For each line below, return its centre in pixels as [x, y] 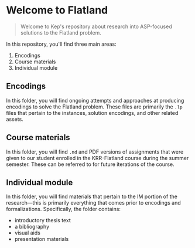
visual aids [28, 233]
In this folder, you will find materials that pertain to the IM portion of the [92, 196]
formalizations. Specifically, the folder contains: [64, 209]
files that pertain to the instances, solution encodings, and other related [92, 113]
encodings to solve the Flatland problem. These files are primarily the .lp [94, 107]
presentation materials [42, 239]
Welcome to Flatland [57, 10]
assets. [15, 119]
